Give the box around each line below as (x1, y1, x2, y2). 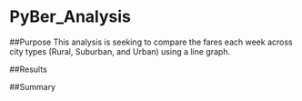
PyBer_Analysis (9, 6, 132, 27)
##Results (9, 64, 47, 75)
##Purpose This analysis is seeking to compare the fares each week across (9, 36, 293, 47)
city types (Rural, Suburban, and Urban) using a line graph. (9, 45, 230, 56)
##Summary (9, 81, 56, 92)
